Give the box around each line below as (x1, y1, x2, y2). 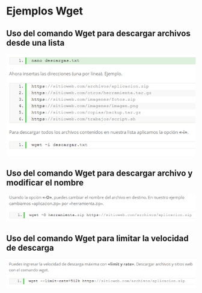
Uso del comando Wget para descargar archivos (6, 28, 191, 39)
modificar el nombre (6, 177, 84, 187)
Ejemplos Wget (6, 4, 83, 18)
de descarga (6, 243, 54, 253)
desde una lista (6, 37, 65, 48)
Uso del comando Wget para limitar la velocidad (6, 233, 189, 244)
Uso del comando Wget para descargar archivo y (6, 168, 193, 178)
